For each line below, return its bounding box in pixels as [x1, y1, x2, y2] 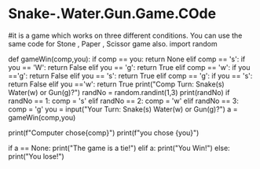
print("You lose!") [8, 151, 64, 161]
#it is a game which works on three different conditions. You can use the [8, 31, 243, 40]
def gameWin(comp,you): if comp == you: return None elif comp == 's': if [8, 54, 246, 64]
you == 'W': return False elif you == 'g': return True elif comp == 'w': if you [8, 62, 251, 72]
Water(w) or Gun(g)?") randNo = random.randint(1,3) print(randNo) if [8, 87, 230, 97]
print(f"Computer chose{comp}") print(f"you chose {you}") [8, 127, 200, 138]
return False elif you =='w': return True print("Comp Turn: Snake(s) [8, 79, 225, 89]
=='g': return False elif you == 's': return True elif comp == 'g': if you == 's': [8, 71, 253, 80]
